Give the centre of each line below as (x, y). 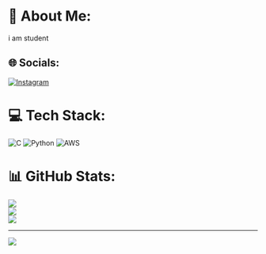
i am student (28, 38)
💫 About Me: (50, 16)
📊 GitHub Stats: (62, 176)
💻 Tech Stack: (57, 115)
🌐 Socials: (34, 63)
